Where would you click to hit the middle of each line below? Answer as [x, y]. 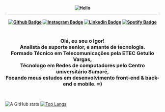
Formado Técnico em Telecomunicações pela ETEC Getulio [82, 53]
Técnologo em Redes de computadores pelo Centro [82, 65]
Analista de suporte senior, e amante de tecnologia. [82, 47]
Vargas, [82, 59]
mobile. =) [90, 84]
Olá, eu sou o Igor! [82, 41]
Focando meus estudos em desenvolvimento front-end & [75, 78]
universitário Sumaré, [82, 71]
